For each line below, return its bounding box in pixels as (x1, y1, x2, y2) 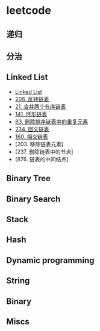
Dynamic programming (6, 255, 95, 265)
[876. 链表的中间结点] (14, 155, 69, 162)
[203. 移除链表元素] (14, 140, 64, 147)
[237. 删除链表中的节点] (14, 148, 73, 155)
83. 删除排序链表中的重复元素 (14, 118, 89, 125)
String (6, 276, 30, 286)
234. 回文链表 (14, 125, 49, 132)
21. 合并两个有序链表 (14, 103, 66, 110)
